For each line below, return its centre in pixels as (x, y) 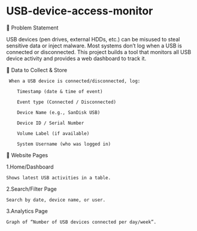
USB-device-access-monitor (80, 11)
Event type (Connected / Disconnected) (67, 102)
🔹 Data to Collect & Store (37, 70)
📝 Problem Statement (32, 28)
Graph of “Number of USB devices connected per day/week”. (81, 222)
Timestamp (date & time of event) (60, 91)
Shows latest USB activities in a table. (59, 178)
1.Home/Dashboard (30, 167)
